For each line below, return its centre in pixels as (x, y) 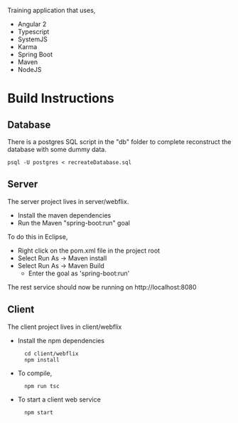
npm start (39, 412)
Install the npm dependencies (61, 340)
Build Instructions (61, 98)
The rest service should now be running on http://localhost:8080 (102, 287)
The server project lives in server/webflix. (68, 201)
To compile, (35, 373)
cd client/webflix (52, 353)
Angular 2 (32, 24)
